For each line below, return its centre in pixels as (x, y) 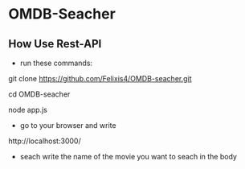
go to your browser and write (68, 125)
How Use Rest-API (55, 44)
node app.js (28, 110)
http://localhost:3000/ (45, 141)
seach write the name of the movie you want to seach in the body (128, 157)
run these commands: (56, 63)
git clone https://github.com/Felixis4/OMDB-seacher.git (100, 78)
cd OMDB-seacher (39, 94)
